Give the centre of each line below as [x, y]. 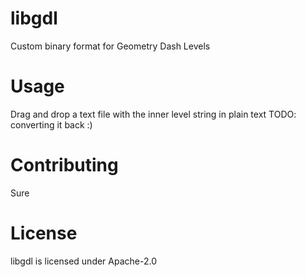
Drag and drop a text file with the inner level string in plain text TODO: [153, 114]
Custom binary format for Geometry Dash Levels [110, 46]
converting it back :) [51, 124]
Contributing [64, 165]
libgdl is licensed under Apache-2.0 [84, 261]
